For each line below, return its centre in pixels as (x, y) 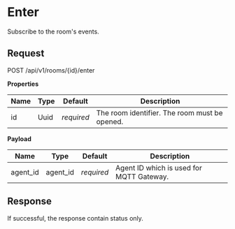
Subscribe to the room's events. (53, 31)
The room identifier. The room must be (159, 112)
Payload (19, 139)
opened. (110, 121)
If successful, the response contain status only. (75, 218)
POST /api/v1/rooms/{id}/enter (51, 70)
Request (26, 53)
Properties (23, 84)
